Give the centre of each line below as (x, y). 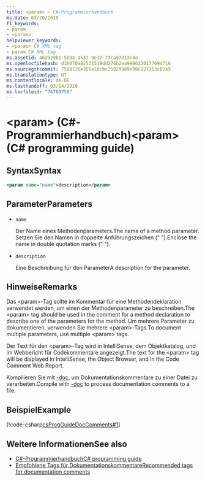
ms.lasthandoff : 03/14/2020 (42, 87)
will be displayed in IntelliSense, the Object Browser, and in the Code (93, 359)
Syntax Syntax (34, 171)
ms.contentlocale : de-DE (38, 80)
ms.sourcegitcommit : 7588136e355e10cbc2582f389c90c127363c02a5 (89, 69)
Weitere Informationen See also (67, 444)
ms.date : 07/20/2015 (33, 18)
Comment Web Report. (35, 366)
